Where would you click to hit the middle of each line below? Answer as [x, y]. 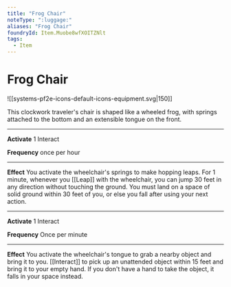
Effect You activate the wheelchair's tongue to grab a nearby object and [109, 254]
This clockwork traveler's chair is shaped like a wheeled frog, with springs [112, 111]
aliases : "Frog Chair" [40, 26]
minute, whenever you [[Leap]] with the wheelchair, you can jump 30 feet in [114, 179]
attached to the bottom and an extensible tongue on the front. [95, 119]
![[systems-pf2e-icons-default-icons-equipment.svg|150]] [90, 98]
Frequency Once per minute [47, 234]
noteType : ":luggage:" [40, 20]
